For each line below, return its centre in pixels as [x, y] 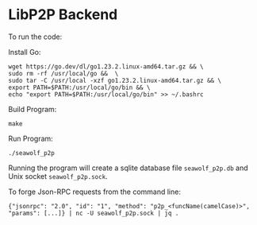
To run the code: [35, 37]
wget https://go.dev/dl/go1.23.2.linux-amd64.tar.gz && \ [106, 66]
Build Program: [33, 109]
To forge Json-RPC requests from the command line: [94, 192]
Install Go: [25, 52]
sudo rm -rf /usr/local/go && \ [63, 73]
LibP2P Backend [63, 15]
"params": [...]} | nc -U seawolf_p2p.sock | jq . [94, 213]
